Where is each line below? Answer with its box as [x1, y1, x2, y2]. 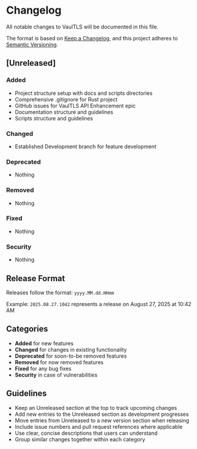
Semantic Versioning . [6, 41, 58, 48]
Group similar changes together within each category [14, 435, 145, 442]
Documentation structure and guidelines [14, 108, 114, 116]
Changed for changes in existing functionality [14, 346, 127, 353]
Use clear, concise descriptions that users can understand [14, 429, 158, 437]
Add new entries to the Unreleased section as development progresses [14, 410, 189, 418]
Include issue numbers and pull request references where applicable [14, 423, 183, 430]
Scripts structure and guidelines [14, 114, 93, 122]
